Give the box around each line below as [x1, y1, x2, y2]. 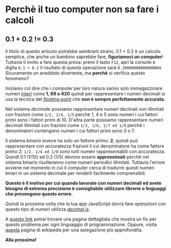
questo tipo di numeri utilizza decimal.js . [5, 206, 90, 212]
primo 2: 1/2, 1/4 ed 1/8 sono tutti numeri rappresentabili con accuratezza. [5, 148, 166, 154]
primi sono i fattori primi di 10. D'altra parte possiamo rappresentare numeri [5, 117, 163, 123]
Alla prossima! [5, 237, 37, 243]
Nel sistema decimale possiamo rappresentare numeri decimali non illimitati [5, 106, 164, 112]
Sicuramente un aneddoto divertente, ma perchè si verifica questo [5, 70, 145, 76]
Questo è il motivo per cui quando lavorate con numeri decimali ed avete [5, 180, 162, 186]
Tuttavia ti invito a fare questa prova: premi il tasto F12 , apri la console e [5, 59, 156, 65]
